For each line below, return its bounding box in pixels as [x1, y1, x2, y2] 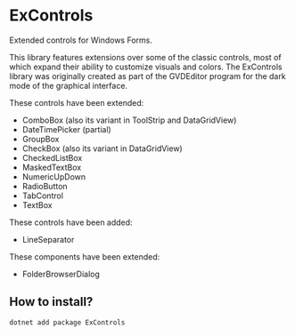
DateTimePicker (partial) [21, 124, 111, 134]
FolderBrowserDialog [21, 268, 101, 279]
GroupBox [21, 133, 60, 144]
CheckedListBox [21, 152, 83, 163]
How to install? [9, 294, 94, 309]
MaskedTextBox [21, 162, 82, 172]
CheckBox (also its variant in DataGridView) [21, 143, 183, 154]
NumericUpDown [21, 171, 86, 182]
